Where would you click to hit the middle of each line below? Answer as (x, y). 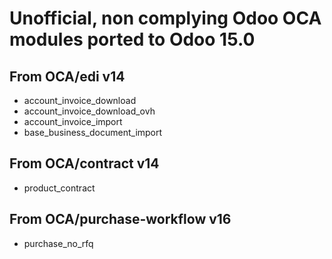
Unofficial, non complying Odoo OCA (165, 18)
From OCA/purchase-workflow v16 (120, 219)
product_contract (59, 188)
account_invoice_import (73, 121)
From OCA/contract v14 (84, 163)
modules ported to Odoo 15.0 (132, 39)
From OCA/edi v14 (67, 76)
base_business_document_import (93, 132)
